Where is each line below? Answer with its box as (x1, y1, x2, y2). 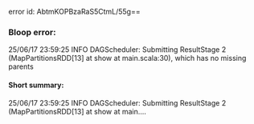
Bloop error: (8, 26, 56, 38)
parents (8, 62, 34, 71)
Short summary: (8, 80, 64, 90)
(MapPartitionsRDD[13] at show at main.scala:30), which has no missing (8, 54, 247, 63)
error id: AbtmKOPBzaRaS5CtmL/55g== (8, 7, 141, 16)
